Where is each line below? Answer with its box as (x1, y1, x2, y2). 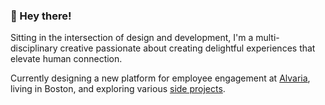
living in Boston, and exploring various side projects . (10, 83, 226, 95)
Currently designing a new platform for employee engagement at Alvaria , (10, 72, 311, 84)
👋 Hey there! (10, 9, 72, 23)
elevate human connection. (10, 53, 123, 65)
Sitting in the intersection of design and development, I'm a (10, 32, 254, 44)
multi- (255, 32, 280, 44)
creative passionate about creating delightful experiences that (59, 42, 316, 54)
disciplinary (10, 42, 58, 54)
